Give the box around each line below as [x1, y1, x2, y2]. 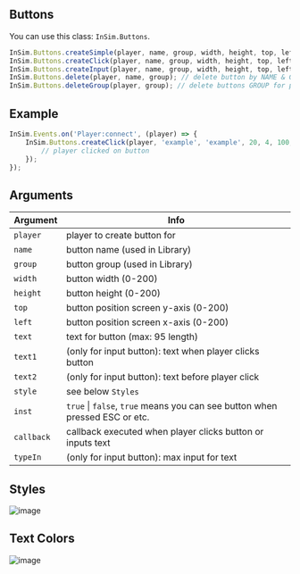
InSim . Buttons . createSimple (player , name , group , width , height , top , [9, 48, 278, 57]
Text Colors [9, 531, 75, 546]
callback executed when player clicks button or [66, 426, 264, 438]
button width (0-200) [66, 272, 158, 285]
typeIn [13, 453, 42, 462]
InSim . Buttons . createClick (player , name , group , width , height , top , [9, 56, 274, 65]
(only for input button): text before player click [66, 370, 260, 383]
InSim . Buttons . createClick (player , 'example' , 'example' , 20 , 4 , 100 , [25, 137, 294, 146]
